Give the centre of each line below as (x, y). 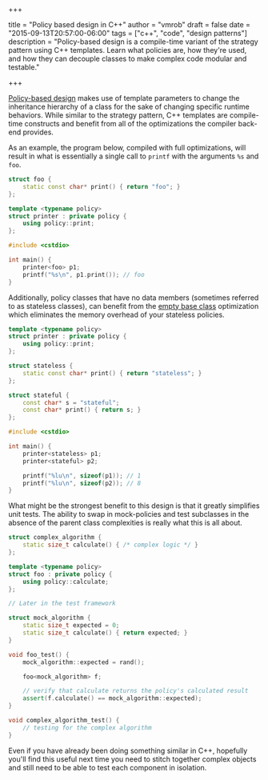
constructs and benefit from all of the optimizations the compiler (130, 124)
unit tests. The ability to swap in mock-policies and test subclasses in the (129, 514)
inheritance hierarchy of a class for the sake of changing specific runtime (129, 106)
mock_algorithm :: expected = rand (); (84, 662)
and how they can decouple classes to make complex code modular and (128, 58)
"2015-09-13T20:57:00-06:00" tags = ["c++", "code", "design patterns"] (128, 33)
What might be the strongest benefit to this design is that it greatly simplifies (134, 506)
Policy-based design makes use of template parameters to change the (124, 98)
